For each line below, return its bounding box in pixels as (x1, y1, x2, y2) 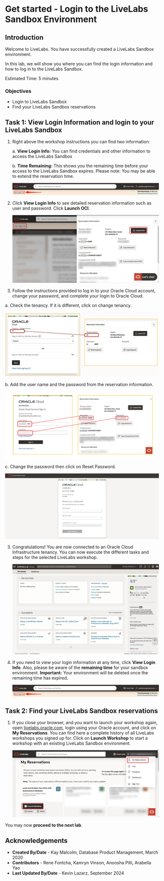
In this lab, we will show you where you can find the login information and (5, 61, 153, 66)
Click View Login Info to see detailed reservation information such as (12, 200, 152, 206)
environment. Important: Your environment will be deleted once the (12, 670, 148, 676)
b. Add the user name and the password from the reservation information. (5, 382, 154, 387)
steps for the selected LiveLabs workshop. (12, 555, 98, 560)
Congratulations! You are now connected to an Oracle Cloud (12, 544, 133, 550)
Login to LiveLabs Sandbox (12, 99, 67, 105)
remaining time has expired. (12, 675, 68, 681)
